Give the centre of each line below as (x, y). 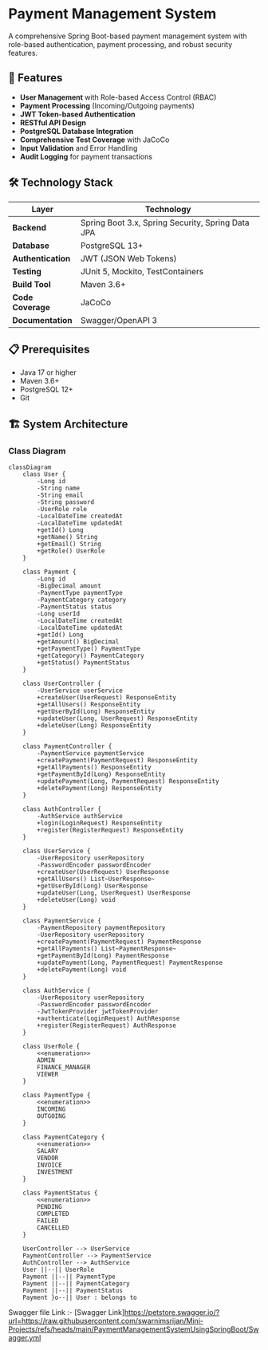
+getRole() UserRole (71, 551)
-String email (60, 495)
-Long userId (59, 614)
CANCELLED (53, 1228)
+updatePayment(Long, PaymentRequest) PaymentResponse (130, 963)
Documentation (43, 320)
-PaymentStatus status (75, 607)
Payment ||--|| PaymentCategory (76, 1284)
